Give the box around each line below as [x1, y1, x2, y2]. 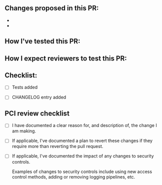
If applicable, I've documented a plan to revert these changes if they [11, 137, 153, 144]
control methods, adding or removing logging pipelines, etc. [11, 173, 135, 179]
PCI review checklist [4, 109, 69, 117]
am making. [11, 128, 36, 134]
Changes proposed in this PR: [4, 4, 99, 12]
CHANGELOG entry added [11, 94, 66, 100]
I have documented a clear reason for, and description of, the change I [11, 122, 157, 128]
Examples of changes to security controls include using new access [11, 168, 152, 174]
